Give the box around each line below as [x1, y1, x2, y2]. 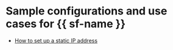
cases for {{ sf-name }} [5, 17, 126, 31]
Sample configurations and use [5, 4, 168, 18]
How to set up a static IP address [14, 37, 98, 44]
